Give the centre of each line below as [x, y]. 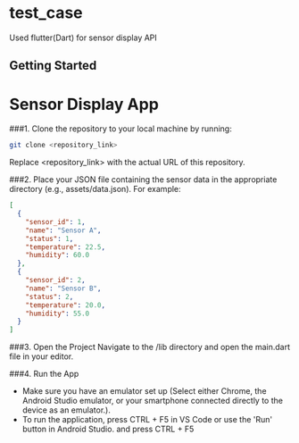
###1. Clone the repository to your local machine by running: [120, 129]
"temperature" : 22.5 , [65, 247]
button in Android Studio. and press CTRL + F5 [108, 429]
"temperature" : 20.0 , [65, 305]
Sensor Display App [84, 104]
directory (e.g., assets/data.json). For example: [95, 189]
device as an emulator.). [66, 410]
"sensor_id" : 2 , [56, 280]
